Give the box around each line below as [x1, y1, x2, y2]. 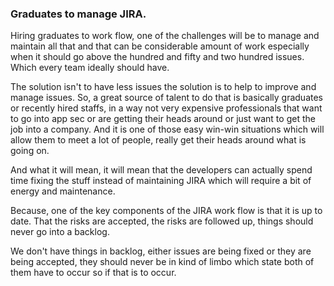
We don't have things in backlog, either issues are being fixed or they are [10, 245, 312, 257]
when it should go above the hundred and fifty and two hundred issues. [10, 51, 305, 63]
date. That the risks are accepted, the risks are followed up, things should [10, 215, 314, 227]
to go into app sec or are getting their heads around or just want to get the [10, 113, 316, 125]
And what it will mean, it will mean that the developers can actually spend [10, 164, 313, 176]
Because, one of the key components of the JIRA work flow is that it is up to [10, 205, 323, 217]
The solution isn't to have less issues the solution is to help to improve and [10, 81, 317, 93]
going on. [10, 145, 50, 157]
